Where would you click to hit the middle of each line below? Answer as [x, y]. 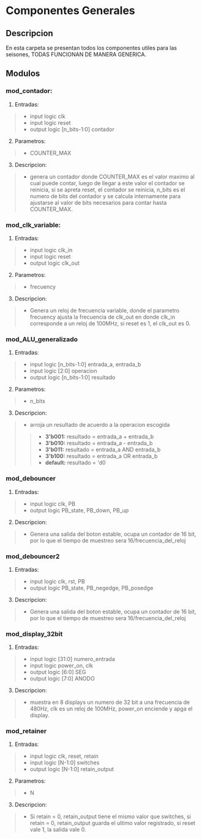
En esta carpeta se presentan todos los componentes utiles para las [92, 48]
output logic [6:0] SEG [58, 672]
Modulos [23, 74]
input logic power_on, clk [61, 666]
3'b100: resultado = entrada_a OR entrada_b [101, 456]
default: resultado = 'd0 [75, 463]
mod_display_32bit [34, 634]
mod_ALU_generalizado [42, 339]
